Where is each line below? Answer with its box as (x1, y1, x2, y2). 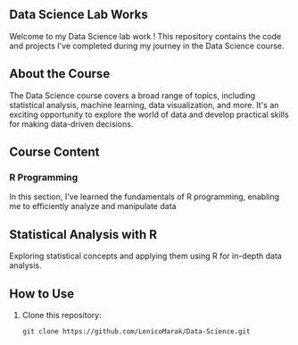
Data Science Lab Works (9, 7, 149, 22)
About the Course (9, 66, 111, 81)
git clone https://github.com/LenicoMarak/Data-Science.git (21, 326, 251, 336)
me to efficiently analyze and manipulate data (9, 201, 177, 212)
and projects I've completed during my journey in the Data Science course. (9, 40, 285, 51)
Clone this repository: (21, 309, 102, 320)
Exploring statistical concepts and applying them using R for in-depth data (9, 250, 283, 262)
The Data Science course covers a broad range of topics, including (9, 89, 256, 101)
